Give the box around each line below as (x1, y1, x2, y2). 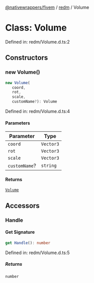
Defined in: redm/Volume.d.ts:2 (5, 39, 70, 45)
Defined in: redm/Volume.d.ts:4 (5, 109, 70, 114)
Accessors (5, 201, 40, 210)
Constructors (5, 53, 48, 62)
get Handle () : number (5, 240, 51, 245)
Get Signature (5, 229, 35, 235)
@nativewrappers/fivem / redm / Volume (5, 5, 89, 10)
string (41, 163, 57, 169)
